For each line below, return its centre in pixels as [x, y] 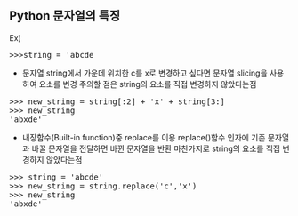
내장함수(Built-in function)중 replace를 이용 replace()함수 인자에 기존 [144, 137]
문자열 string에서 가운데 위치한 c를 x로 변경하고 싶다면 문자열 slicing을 [145, 73]
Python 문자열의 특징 [65, 16]
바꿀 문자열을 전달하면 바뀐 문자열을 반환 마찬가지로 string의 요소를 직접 [156, 148]
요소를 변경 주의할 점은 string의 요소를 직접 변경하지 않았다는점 [148, 84]
